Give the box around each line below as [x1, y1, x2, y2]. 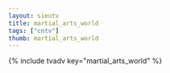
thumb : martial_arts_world [8, 34, 99, 43]
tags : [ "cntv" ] [8, 26, 60, 34]
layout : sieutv [8, 11, 60, 20]
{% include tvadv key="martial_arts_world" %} [8, 56, 163, 66]
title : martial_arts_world [8, 19, 99, 27]
